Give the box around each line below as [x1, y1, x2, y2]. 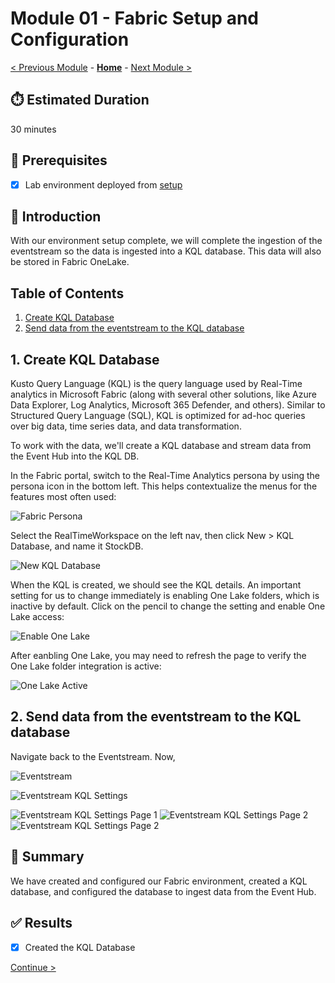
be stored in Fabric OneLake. [10, 256, 130, 268]
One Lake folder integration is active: [10, 660, 162, 672]
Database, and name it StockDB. [10, 540, 144, 552]
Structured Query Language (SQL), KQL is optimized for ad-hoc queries [10, 410, 306, 422]
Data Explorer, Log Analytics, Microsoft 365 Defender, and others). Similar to [10, 399, 326, 411]
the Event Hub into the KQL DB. [10, 450, 140, 462]
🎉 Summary [10, 848, 85, 866]
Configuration [10, 28, 130, 51]
